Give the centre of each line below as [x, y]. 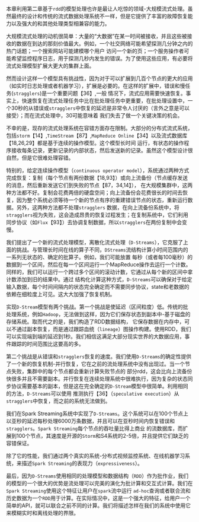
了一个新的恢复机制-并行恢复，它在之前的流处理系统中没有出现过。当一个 [96, 364]
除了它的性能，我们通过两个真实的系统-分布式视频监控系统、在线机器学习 [96, 456]
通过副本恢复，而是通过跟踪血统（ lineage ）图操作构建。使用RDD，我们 [104, 329]
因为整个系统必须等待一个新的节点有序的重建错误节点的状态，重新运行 [102, 200]
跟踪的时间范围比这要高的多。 [47, 344]
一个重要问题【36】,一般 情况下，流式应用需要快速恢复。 [116, 93]
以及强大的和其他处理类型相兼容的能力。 [60, 23]
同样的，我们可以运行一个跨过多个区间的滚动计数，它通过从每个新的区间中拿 [99, 272]
